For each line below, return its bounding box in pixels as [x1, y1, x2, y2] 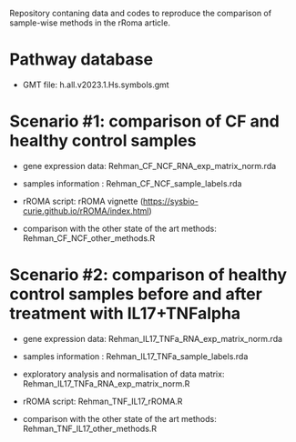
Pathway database [9, 49, 153, 70]
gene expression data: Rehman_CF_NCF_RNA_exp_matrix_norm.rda [22, 160, 277, 171]
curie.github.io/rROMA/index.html [22, 205, 149, 216]
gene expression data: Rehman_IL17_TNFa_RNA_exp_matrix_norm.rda [22, 333, 283, 344]
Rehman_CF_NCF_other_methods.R [22, 232, 156, 244]
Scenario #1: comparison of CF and [9, 111, 280, 132]
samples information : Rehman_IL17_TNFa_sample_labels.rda [22, 350, 249, 362]
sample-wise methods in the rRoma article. [9, 17, 171, 28]
